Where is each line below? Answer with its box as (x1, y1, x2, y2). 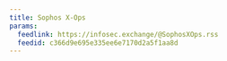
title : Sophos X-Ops (9, 13, 87, 22)
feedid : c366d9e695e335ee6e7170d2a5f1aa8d (17, 38, 179, 48)
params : (9, 22, 39, 30)
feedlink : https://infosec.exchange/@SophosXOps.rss (17, 30, 219, 39)
